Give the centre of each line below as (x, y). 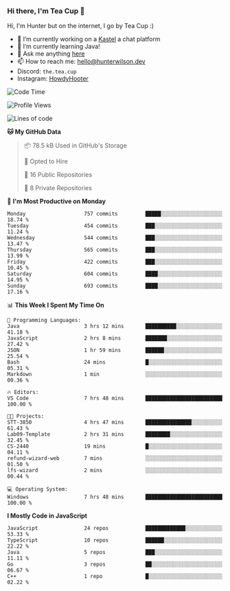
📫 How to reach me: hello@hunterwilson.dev (81, 62)
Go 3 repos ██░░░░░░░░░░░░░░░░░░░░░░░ (115, 565)
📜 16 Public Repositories (58, 175)
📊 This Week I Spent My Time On (56, 305)
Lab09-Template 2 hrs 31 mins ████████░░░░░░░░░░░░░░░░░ (115, 434)
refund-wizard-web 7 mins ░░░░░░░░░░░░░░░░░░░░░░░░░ (115, 459)
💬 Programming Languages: (44, 321)
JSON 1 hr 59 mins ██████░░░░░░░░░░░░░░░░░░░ (115, 350)
